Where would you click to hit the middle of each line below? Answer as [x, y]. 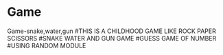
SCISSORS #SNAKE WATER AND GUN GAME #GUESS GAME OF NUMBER [112, 38]
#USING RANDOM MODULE [47, 45]
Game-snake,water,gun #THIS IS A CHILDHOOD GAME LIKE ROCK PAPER [111, 31]
